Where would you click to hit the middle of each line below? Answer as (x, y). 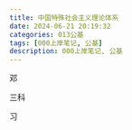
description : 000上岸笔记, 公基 (66, 51)
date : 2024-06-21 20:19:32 (60, 26)
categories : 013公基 (47, 34)
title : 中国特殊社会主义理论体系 (64, 18)
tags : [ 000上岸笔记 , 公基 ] (56, 43)
